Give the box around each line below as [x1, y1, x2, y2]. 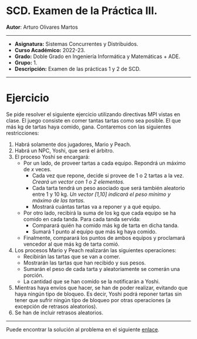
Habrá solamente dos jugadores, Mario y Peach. [14, 141, 131, 148]
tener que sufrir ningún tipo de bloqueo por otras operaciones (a [14, 296, 171, 303]
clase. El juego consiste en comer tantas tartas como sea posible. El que [6, 117, 181, 124]
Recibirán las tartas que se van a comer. [23, 253, 121, 260]
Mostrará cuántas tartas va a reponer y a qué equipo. [32, 203, 161, 210]
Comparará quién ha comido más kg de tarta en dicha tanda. [32, 222, 179, 229]
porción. [23, 272, 44, 279]
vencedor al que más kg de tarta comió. [23, 240, 120, 248]
